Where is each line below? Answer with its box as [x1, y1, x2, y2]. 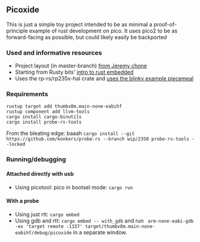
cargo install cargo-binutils [6, 114, 82, 120]
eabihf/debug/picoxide [14, 229, 72, 236]
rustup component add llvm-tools [6, 109, 90, 115]
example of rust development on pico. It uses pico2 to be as [29, 27, 178, 34]
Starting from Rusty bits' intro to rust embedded [14, 68, 134, 76]
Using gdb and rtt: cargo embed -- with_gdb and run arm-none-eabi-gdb [14, 217, 194, 224]
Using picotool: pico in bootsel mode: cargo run [14, 183, 133, 191]
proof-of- [153, 20, 177, 28]
